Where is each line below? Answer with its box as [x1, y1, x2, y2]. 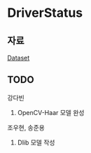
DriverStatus [7, 5, 83, 21]
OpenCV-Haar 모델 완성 [17, 108, 85, 117]
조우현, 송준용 [7, 123, 45, 131]
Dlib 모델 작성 [17, 138, 55, 147]
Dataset [7, 54, 30, 62]
